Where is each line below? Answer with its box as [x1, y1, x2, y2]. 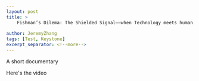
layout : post [6, 8, 39, 15]
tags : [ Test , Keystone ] [6, 36, 66, 42]
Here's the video [6, 69, 47, 76]
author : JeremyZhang [6, 31, 58, 37]
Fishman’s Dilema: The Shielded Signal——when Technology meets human [17, 20, 194, 25]
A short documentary [6, 57, 58, 65]
